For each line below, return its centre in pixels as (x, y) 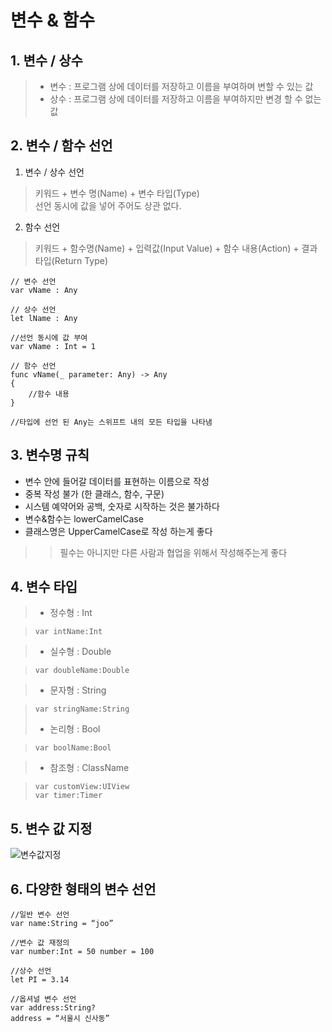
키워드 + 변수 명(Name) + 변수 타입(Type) (117, 193)
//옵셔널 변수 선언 (43, 999)
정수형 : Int (71, 613)
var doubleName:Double (82, 671)
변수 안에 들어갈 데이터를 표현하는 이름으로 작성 (117, 481)
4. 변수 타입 (44, 587)
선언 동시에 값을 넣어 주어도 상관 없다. (108, 205)
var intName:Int (68, 632)
